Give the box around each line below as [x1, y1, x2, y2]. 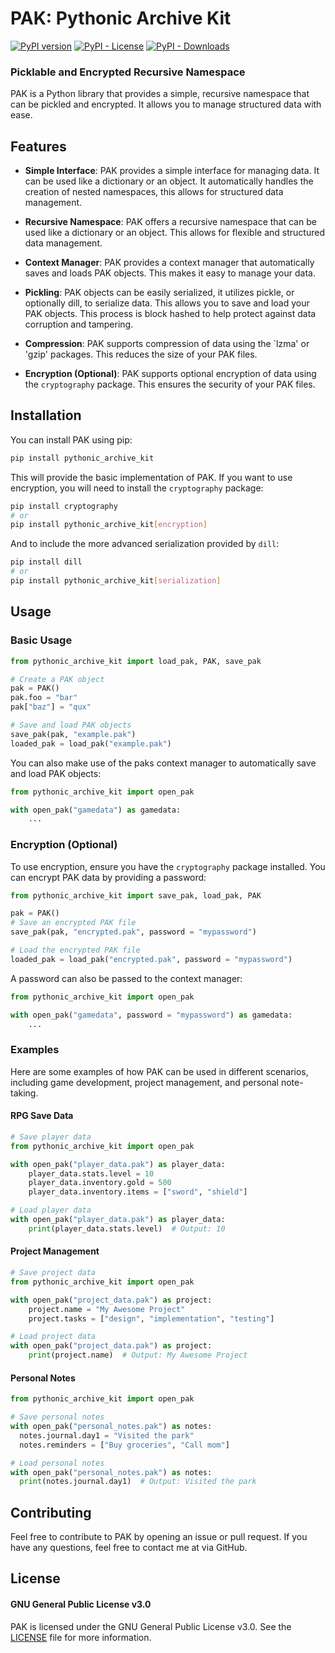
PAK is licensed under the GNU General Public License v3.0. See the [10, 1620, 292, 1632]
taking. [10, 1087, 39, 1099]
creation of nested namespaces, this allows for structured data [24, 186, 284, 198]
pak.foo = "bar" [10, 693, 78, 703]
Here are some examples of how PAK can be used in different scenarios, [10, 1065, 309, 1077]
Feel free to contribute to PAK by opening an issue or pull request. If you [10, 1531, 308, 1543]
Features [10, 138, 67, 155]
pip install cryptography [10, 501, 118, 511]
